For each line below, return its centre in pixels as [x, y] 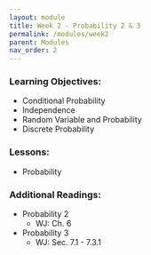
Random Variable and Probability [82, 120]
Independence [48, 110]
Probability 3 [45, 233]
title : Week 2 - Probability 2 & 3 [75, 26]
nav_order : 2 [33, 51]
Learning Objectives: [56, 82]
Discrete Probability [58, 129]
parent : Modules [39, 42]
